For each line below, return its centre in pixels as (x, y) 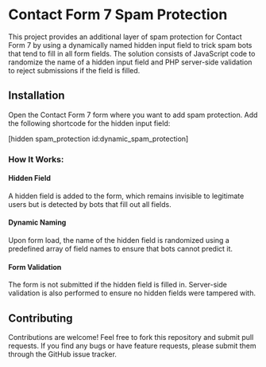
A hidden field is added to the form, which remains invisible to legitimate (126, 196)
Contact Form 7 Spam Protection (118, 15)
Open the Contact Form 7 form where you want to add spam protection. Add (133, 115)
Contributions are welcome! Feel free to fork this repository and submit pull (131, 338)
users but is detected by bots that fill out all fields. (90, 204)
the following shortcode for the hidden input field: (89, 123)
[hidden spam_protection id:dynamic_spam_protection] (98, 139)
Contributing (40, 318)
